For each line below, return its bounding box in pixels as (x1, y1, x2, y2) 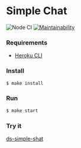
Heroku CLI (14, 52, 43, 59)
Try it (6, 121, 22, 130)
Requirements (6, 38, 48, 47)
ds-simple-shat (6, 135, 44, 142)
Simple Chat (6, 4, 67, 18)
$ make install (6, 80, 44, 86)
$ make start (6, 108, 38, 114)
